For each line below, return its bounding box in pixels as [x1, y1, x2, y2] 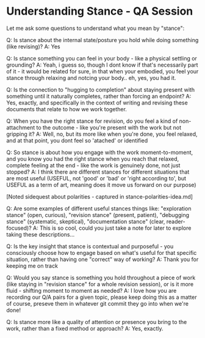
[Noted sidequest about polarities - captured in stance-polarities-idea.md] [6, 193, 193, 200]
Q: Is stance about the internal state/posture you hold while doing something [6, 36, 199, 43]
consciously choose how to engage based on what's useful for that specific [6, 249, 197, 256]
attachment [6, 123, 35, 131]
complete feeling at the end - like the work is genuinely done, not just [6, 161, 181, 169]
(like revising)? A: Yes [6, 43, 60, 50]
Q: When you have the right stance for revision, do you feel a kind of [6, 117, 178, 125]
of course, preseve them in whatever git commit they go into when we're [6, 299, 189, 307]
